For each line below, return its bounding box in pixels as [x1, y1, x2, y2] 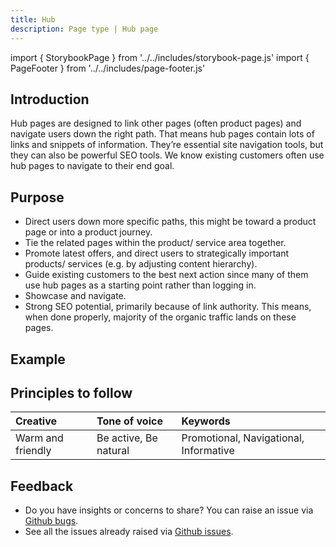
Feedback [10, 477, 74, 495]
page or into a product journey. [24, 226, 153, 238]
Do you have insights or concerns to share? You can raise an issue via [24, 504, 314, 516]
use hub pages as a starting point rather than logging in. [24, 279, 257, 291]
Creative [15, 414, 57, 428]
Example [10, 351, 66, 368]
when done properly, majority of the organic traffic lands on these [24, 311, 297, 323]
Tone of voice [96, 414, 163, 428]
